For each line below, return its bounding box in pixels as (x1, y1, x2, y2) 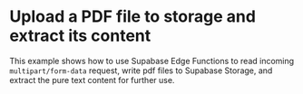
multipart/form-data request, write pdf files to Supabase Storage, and (9, 65, 273, 76)
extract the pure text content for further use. (9, 74, 175, 85)
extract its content (9, 25, 151, 46)
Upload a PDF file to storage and (9, 6, 257, 27)
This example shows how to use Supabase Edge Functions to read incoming (9, 55, 295, 66)
